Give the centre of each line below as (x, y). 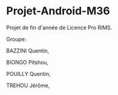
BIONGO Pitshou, (28, 62)
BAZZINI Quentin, (28, 50)
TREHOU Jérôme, (28, 85)
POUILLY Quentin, (28, 73)
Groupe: (16, 39)
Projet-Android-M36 (58, 11)
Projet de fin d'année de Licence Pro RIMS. (59, 27)
